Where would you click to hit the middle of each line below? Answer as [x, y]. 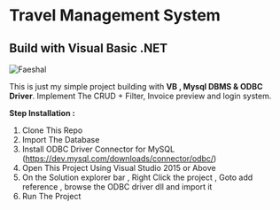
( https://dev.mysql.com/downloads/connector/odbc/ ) [119, 159]
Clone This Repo [52, 130]
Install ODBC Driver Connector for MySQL [98, 149]
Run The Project [51, 196]
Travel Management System [115, 16]
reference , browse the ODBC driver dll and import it [117, 187]
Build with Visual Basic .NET [89, 48]
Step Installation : [42, 113]
